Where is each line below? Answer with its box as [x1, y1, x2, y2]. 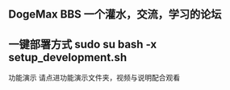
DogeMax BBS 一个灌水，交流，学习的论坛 [8, 7, 222, 22]
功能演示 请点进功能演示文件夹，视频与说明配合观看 [8, 73, 180, 83]
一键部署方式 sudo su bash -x [8, 37, 157, 51]
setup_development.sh [8, 51, 128, 64]
